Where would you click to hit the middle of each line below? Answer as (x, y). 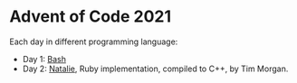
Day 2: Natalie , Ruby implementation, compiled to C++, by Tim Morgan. (155, 69)
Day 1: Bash (44, 59)
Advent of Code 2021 (91, 17)
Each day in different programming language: (94, 41)
